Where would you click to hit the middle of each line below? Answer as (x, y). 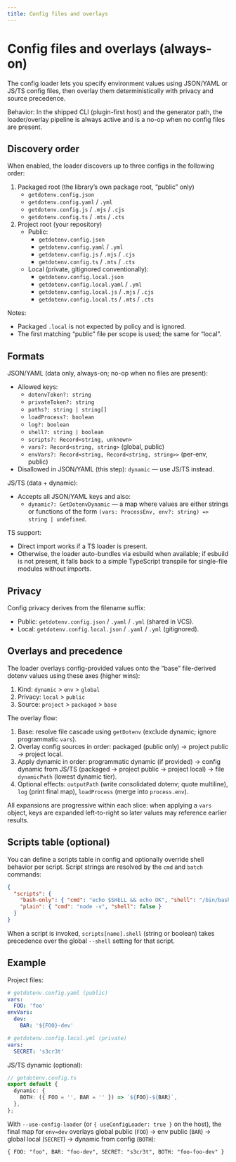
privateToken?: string (61, 402)
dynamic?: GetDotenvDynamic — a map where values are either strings (128, 504)
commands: (25, 874)
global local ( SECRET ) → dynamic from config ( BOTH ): (81, 1139)
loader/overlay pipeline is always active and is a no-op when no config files (116, 119)
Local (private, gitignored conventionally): (88, 269)
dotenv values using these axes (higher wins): (74, 675)
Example (27, 963)
